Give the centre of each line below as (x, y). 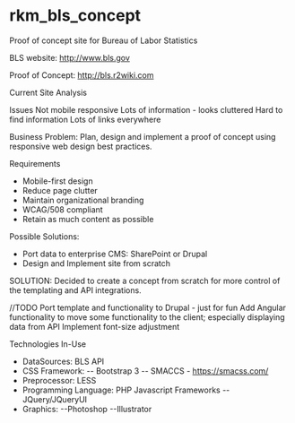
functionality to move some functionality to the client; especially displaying (147, 317)
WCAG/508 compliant (62, 209)
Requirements (35, 163)
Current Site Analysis (48, 92)
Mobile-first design (57, 181)
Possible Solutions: (44, 236)
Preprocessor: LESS (59, 380)
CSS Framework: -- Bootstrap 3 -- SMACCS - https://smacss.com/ (145, 371)
